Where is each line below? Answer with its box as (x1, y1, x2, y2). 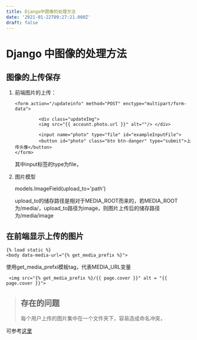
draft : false (6, 20, 38, 25)
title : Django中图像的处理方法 (6, 8, 76, 15)
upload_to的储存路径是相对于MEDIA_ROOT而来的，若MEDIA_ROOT (14, 197, 178, 205)
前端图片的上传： (14, 89, 57, 96)
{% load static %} (6, 247, 51, 253)
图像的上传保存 (6, 72, 61, 82)
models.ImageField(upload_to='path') (14, 185, 106, 192)
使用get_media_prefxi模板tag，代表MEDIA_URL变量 (6, 264, 132, 271)
